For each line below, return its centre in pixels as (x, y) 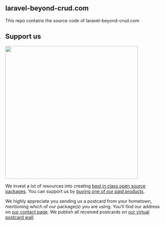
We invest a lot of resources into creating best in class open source (75, 186)
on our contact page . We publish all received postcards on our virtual (77, 212)
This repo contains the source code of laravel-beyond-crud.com (72, 20)
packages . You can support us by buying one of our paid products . (75, 191)
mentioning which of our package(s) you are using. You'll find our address (82, 206)
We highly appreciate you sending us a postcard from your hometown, (79, 201)
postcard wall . (20, 217)
